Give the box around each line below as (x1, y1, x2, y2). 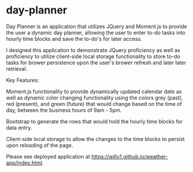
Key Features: (6, 77, 39, 84)
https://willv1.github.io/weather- (91, 153, 168, 160)
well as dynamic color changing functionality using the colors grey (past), (6, 94, 183, 101)
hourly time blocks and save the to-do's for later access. (6, 35, 142, 42)
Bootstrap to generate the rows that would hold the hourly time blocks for (6, 118, 183, 125)
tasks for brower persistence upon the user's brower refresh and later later (6, 59, 187, 66)
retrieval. (6, 65, 27, 72)
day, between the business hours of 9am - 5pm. (6, 106, 122, 113)
